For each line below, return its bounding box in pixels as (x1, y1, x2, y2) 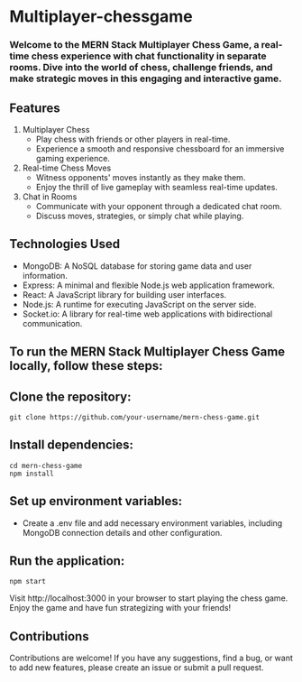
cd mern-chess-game (9, 461, 83, 470)
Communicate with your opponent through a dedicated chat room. (35, 200, 282, 211)
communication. (22, 318, 83, 328)
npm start (9, 577, 47, 586)
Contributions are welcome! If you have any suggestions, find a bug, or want (9, 652, 293, 664)
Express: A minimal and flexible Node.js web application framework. (22, 280, 275, 290)
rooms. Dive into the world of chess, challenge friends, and (9, 61, 273, 74)
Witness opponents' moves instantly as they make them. (35, 171, 246, 182)
